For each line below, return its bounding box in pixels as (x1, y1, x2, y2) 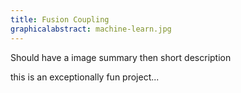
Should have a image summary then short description (10, 51, 232, 63)
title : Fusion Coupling (10, 14, 110, 25)
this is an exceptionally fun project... (10, 71, 160, 83)
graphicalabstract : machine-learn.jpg (10, 24, 172, 34)
